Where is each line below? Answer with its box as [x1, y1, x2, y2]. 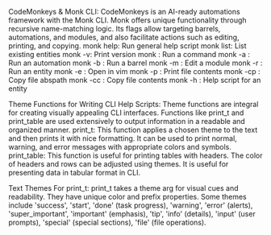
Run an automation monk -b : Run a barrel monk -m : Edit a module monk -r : [8, 58, 263, 68]
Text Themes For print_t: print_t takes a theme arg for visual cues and [8, 183, 239, 192]
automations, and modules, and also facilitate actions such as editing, [8, 32, 240, 42]
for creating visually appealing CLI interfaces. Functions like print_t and [8, 108, 244, 117]
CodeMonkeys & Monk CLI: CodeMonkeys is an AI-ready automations [8, 7, 240, 16]
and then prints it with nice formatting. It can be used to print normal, [8, 134, 238, 143]
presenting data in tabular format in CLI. [8, 168, 141, 177]
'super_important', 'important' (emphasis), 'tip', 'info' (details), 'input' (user [8, 209, 256, 218]
